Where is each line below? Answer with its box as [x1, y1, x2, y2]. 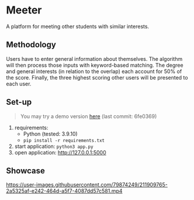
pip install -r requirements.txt [23, 137, 105, 143]
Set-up [6, 97, 32, 107]
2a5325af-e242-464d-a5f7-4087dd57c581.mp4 [6, 188, 123, 195]
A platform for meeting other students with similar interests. [6, 23, 150, 30]
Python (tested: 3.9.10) [23, 130, 78, 137]
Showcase [6, 165, 46, 175]
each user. [6, 80, 32, 87]
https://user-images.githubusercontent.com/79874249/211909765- [6, 181, 168, 188]
